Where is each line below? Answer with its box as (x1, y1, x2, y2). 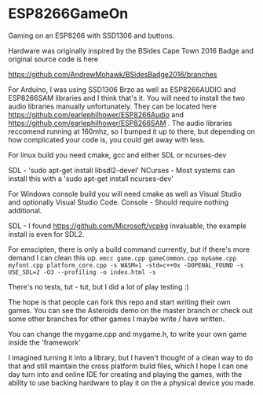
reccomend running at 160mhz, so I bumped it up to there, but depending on (8, 127, 255, 136)
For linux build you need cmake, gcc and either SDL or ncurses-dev (8, 150, 227, 160)
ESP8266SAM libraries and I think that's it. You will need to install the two (8, 93, 246, 102)
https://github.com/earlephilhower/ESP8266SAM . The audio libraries (8, 118, 233, 127)
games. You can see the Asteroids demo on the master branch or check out (8, 305, 253, 315)
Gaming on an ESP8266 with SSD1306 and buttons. (8, 31, 175, 40)
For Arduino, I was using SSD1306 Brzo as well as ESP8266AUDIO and (8, 84, 236, 94)
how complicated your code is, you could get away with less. (8, 135, 206, 144)
